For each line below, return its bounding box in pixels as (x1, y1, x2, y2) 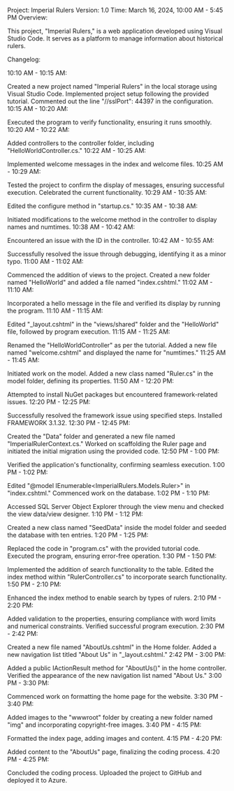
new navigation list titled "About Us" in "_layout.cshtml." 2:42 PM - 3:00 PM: (7, 651, 226, 658)
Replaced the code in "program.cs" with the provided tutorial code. (7, 545, 200, 552)
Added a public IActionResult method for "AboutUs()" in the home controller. (7, 664, 227, 672)
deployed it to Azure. (7, 776, 68, 784)
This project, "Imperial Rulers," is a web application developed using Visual (7, 27, 223, 35)
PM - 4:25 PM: (7, 755, 50, 763)
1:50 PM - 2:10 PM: (7, 580, 61, 589)
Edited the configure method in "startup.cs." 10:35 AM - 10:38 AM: (7, 202, 198, 210)
